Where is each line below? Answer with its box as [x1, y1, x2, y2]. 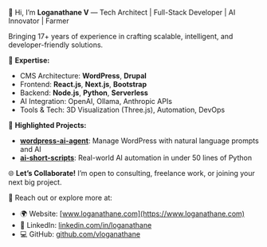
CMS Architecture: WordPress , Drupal [19, 71, 147, 80]
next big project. [8, 177, 62, 187]
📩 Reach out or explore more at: [8, 193, 113, 202]
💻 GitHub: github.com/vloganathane [19, 229, 141, 239]
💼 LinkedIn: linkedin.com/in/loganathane [19, 221, 152, 229]
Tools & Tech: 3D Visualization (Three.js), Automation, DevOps [19, 105, 226, 114]
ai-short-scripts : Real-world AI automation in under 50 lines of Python [19, 153, 253, 162]
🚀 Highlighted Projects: [8, 121, 87, 129]
